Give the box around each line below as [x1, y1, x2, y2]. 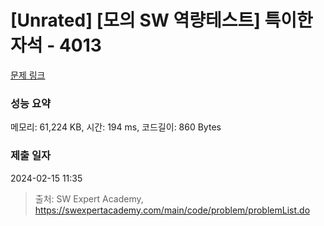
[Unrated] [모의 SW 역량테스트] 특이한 [10, 9, 313, 32]
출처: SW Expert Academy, [34, 192, 144, 205]
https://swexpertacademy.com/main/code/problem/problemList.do [34, 204, 311, 216]
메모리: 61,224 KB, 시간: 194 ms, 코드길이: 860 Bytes [10, 121, 222, 133]
